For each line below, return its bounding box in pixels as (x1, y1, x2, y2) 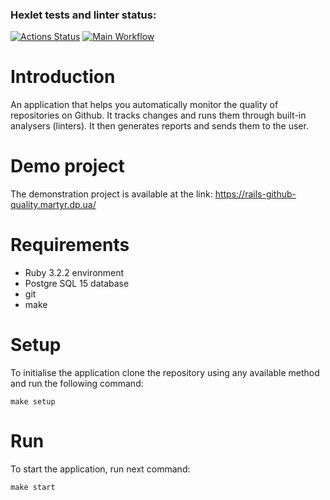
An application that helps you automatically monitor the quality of (10, 99, 279, 111)
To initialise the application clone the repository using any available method (10, 367, 320, 379)
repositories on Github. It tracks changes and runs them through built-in (10, 109, 307, 122)
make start (10, 482, 56, 492)
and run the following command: (10, 378, 144, 390)
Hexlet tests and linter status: (10, 8, 157, 22)
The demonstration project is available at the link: (10, 188, 213, 200)
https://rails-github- (214, 188, 297, 200)
